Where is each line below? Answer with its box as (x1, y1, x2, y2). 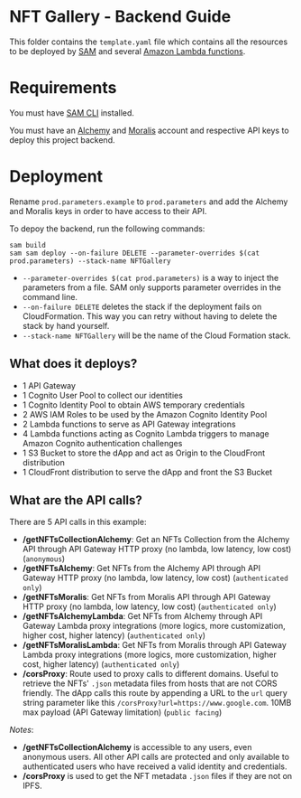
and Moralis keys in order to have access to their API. (9, 205, 207, 216)
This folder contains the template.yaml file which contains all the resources (9, 36, 288, 47)
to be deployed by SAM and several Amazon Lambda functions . (9, 45, 246, 56)
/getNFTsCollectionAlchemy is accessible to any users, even (22, 742, 252, 753)
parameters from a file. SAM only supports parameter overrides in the (22, 282, 282, 293)
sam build (9, 240, 47, 249)
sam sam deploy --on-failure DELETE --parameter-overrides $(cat (9, 249, 260, 258)
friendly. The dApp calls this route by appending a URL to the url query (22, 688, 288, 699)
